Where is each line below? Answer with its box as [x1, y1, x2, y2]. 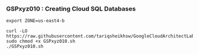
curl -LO [6, 28, 28, 34]
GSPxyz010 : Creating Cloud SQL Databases [6, 5, 136, 13]
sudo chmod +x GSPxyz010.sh [6, 39, 76, 44]
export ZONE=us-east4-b [6, 18, 65, 24]
